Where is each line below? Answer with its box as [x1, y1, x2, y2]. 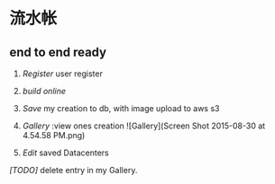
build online [22, 86, 66, 96]
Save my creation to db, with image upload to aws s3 [22, 103, 220, 113]
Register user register [22, 68, 104, 79]
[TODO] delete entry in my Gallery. [9, 165, 138, 175]
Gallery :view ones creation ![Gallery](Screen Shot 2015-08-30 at [22, 120, 266, 131]
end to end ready [9, 44, 106, 59]
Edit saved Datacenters [22, 147, 110, 158]
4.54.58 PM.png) [22, 130, 86, 140]
